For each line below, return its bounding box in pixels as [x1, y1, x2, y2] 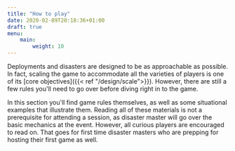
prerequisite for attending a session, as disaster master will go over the [7, 113, 213, 122]
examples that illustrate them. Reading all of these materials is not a [7, 106, 202, 114]
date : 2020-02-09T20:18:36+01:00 [7, 17, 105, 24]
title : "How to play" [7, 10, 71, 18]
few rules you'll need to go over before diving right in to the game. [7, 85, 199, 93]
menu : [7, 29, 23, 37]
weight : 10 [32, 43, 65, 50]
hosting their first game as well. [7, 136, 98, 144]
